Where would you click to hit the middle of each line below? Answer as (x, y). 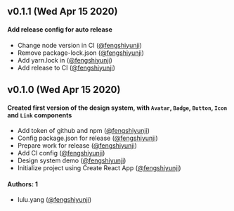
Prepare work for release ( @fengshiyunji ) (77, 146)
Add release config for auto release (60, 29)
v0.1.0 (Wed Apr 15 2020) (64, 90)
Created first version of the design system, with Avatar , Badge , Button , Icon (117, 108)
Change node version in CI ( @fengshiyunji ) (80, 45)
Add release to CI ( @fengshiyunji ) (66, 68)
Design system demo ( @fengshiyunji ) (72, 160)
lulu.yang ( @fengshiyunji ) (54, 200)
